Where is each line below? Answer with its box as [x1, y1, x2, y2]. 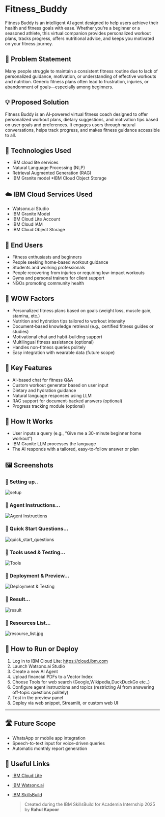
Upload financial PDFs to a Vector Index [12, 674, 93, 679]
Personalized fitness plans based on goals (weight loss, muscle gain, [12, 307, 152, 314]
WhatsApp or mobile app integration [12, 735, 86, 741]
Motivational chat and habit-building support [12, 334, 103, 340]
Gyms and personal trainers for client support [12, 275, 105, 281]
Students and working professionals [12, 265, 85, 270]
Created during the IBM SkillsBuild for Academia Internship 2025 [24, 801, 156, 807]
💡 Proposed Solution [5, 98, 69, 107]
